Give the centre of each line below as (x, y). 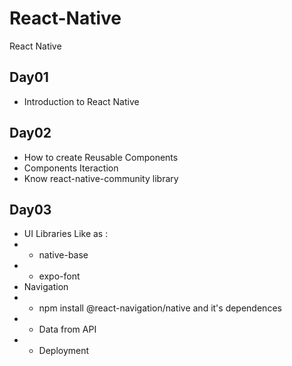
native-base (63, 255)
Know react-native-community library (101, 178)
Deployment (64, 351)
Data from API (67, 329)
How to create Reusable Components (101, 157)
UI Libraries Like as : (66, 234)
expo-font (59, 276)
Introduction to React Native (81, 101)
